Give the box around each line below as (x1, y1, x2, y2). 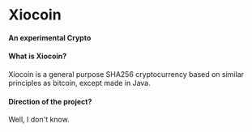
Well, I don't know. (8, 115, 70, 125)
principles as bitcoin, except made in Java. (8, 78, 152, 87)
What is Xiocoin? (8, 51, 67, 62)
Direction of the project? (8, 96, 92, 106)
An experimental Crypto (8, 32, 92, 42)
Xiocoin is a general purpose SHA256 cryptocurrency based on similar (8, 69, 245, 79)
